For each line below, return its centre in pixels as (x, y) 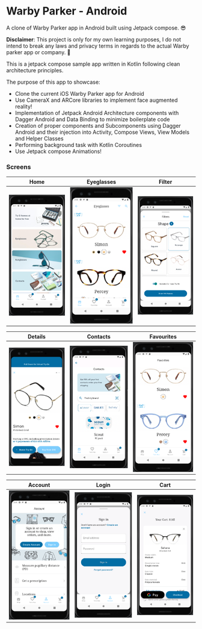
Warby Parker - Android (67, 11)
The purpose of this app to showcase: (53, 82)
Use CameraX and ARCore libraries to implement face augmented (96, 100)
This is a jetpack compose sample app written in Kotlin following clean (93, 64)
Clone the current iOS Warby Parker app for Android (79, 93)
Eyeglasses (101, 181)
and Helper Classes (39, 138)
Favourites (163, 336)
